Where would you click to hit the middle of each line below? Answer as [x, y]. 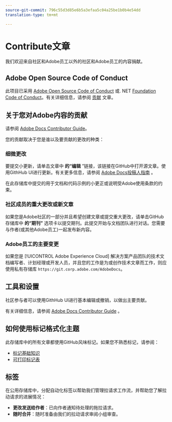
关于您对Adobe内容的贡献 [47, 115]
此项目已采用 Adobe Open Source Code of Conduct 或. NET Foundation [81, 91]
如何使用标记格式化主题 [42, 329]
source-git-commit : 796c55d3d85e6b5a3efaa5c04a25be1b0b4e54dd [73, 10]
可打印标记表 [26, 359]
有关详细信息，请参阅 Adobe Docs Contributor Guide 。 [64, 311]
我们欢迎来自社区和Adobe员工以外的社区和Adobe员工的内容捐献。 [75, 62]
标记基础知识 [26, 353]
